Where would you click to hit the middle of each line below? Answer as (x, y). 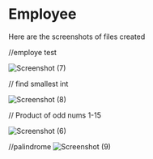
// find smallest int (38, 84)
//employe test (32, 52)
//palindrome (30, 146)
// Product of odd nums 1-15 (55, 115)
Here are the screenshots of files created (77, 37)
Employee (42, 14)
